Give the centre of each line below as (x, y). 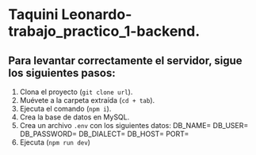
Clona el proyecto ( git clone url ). (76, 92)
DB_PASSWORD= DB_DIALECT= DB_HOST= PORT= (104, 134)
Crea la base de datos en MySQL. (75, 117)
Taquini (33, 15)
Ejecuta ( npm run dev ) (55, 142)
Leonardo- (97, 15)
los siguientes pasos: (62, 73)
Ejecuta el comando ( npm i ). (65, 109)
